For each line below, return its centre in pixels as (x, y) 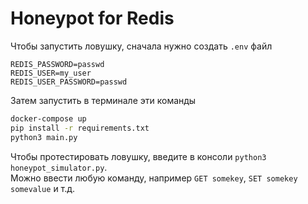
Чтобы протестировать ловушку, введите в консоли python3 (138, 156)
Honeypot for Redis (92, 18)
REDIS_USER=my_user (51, 73)
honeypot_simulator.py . (59, 167)
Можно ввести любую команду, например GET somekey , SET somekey (154, 178)
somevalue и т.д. (43, 188)
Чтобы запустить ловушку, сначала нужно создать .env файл (141, 46)
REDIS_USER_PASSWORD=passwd (69, 82)
